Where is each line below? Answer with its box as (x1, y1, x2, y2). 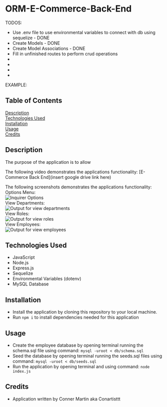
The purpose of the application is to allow (5, 159, 91, 165)
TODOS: (5, 20, 23, 26)
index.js (12, 369, 31, 374)
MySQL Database (12, 281, 49, 287)
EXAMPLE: (5, 81, 28, 88)
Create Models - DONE (12, 40, 60, 46)
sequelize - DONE (12, 35, 50, 41)
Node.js (12, 260, 29, 266)
